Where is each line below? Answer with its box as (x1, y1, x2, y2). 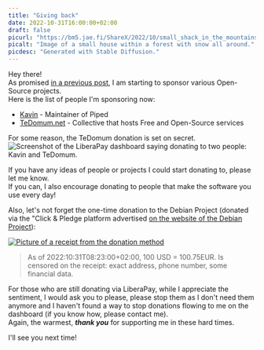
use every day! (8, 190, 57, 199)
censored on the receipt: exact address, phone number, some (27, 261, 228, 270)
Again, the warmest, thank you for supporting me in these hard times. (8, 318, 235, 326)
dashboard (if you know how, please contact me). (8, 309, 169, 319)
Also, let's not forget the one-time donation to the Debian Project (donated (8, 206, 249, 214)
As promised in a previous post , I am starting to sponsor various (8, 78, 215, 87)
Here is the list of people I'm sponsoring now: (8, 95, 156, 104)
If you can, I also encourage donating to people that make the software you (8, 182, 251, 191)
